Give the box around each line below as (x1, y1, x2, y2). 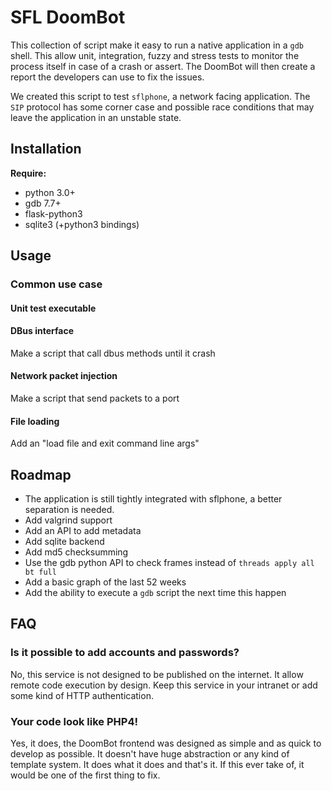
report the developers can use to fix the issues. (10, 71, 205, 83)
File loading (10, 415, 60, 427)
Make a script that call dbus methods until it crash (10, 347, 216, 359)
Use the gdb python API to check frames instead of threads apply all (24, 557, 315, 569)
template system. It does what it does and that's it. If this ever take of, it (10, 759, 305, 771)
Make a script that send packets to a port (10, 392, 180, 405)
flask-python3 (24, 207, 83, 220)
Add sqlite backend (24, 536, 105, 548)
